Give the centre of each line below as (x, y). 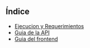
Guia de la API (32, 32)
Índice (18, 12)
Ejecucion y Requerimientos (49, 26)
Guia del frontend (36, 39)
